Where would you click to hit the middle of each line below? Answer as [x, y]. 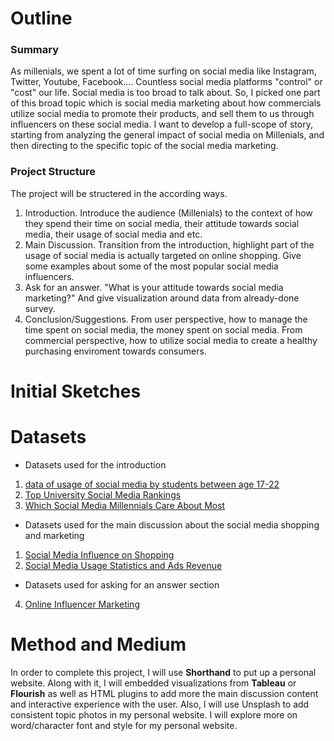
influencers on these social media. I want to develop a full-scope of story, [161, 124]
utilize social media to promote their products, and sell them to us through [162, 114]
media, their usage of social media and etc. [113, 234]
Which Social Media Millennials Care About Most [125, 505]
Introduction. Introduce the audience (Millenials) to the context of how [168, 213]
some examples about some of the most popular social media [151, 266]
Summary [35, 50]
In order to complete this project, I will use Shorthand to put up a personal [163, 672]
